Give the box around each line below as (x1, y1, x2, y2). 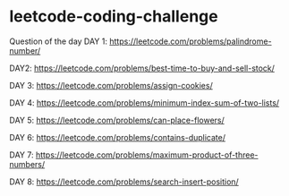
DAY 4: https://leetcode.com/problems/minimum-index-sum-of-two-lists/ (9, 97, 280, 108)
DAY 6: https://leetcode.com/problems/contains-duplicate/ (9, 132, 226, 142)
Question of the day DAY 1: (9, 36, 108, 47)
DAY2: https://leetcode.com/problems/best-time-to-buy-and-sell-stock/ (9, 63, 276, 73)
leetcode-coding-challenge (9, 6, 218, 27)
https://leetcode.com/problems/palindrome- (108, 36, 272, 47)
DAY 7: (9, 149, 34, 160)
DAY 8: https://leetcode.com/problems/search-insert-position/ (9, 176, 239, 187)
